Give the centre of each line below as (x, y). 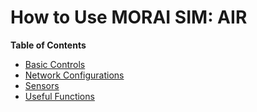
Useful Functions (59, 96)
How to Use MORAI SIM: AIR (129, 17)
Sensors (42, 85)
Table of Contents (48, 45)
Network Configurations (74, 75)
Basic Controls (55, 64)
